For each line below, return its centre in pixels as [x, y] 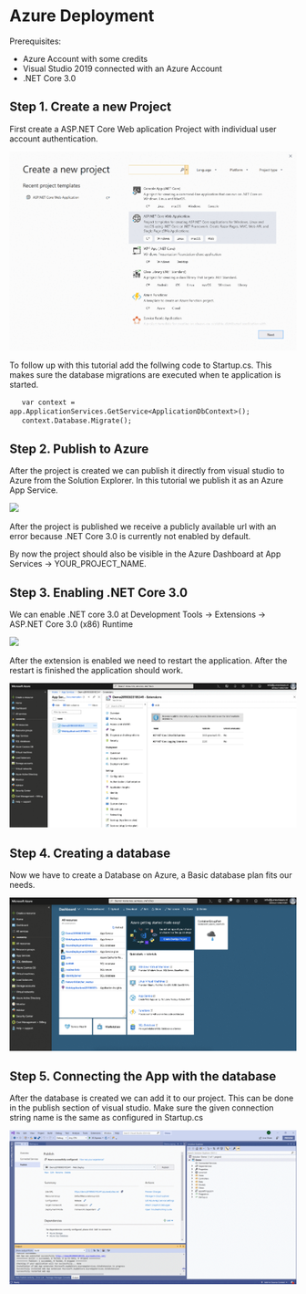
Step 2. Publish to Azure [79, 449]
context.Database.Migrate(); [76, 421]
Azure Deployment [82, 16]
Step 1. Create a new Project [90, 107]
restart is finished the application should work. [97, 671]
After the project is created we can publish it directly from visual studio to [147, 471]
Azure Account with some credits [85, 58]
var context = [48, 402]
